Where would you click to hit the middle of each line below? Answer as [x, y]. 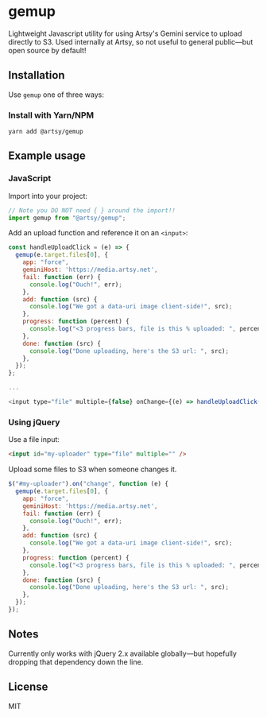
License [28, 687]
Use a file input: [34, 440]
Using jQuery [34, 422]
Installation [37, 75]
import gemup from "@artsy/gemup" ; [67, 218]
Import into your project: [48, 196]
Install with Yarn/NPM [51, 115]
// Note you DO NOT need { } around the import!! [92, 210]
